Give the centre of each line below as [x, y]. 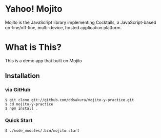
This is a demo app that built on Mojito [43, 60]
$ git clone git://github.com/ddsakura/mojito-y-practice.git [70, 100]
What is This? [33, 47]
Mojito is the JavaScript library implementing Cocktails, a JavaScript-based [81, 22]
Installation [22, 76]
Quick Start [19, 121]
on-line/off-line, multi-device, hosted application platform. [63, 27]
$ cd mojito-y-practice [29, 104]
